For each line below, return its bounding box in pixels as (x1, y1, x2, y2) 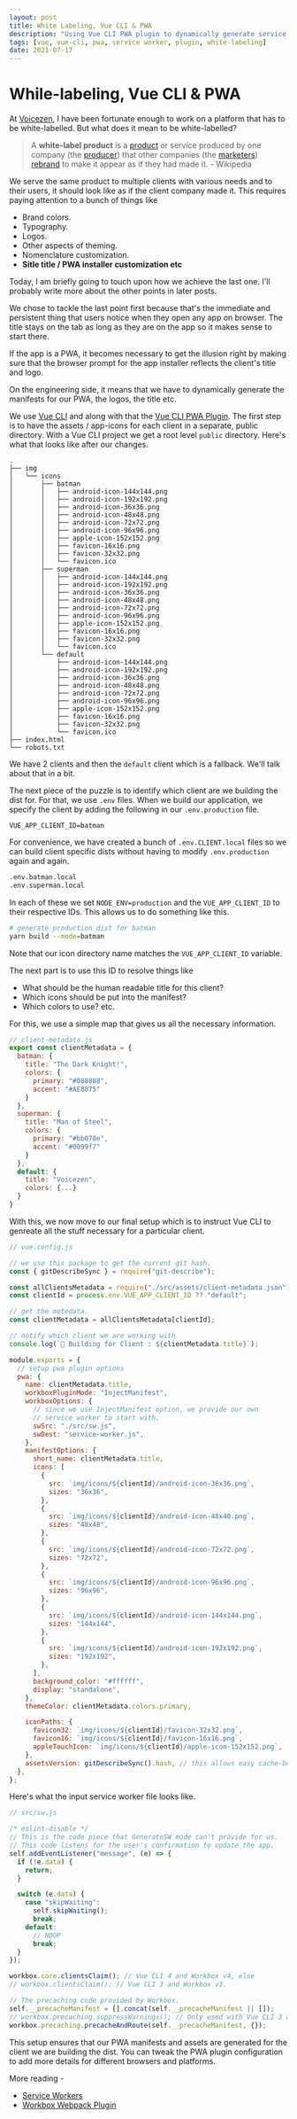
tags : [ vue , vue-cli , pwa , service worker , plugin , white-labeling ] (9, 37, 267, 47)
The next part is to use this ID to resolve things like (9, 965, 194, 976)
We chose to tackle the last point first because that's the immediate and (9, 303, 271, 314)
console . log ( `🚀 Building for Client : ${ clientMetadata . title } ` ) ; (9, 1339, 259, 1348)
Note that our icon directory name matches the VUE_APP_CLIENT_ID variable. (9, 947, 283, 958)
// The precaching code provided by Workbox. (9, 1996, 179, 2006)
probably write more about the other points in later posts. (9, 285, 217, 297)
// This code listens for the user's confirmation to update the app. (9, 1841, 275, 1850)
